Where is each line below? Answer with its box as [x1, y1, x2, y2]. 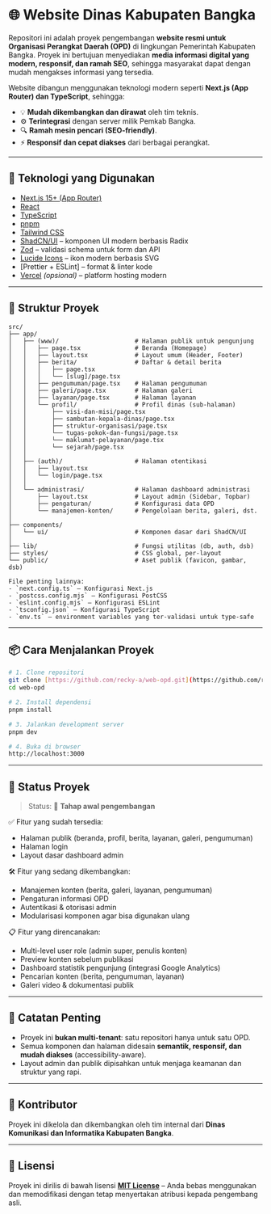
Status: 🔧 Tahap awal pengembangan [27, 802, 156, 811]
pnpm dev [8, 727, 38, 736]
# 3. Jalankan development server [8, 720, 125, 728]
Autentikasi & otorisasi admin [19, 903, 117, 913]
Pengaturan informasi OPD [19, 894, 109, 904]
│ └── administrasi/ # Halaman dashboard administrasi [8, 485, 251, 494]
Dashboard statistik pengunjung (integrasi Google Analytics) [19, 963, 221, 973]
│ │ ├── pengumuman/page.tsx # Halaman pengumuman [8, 379, 207, 387]
